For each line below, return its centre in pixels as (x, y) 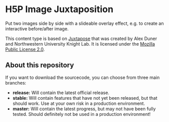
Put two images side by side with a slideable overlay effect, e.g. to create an (85, 23)
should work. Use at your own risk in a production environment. (79, 103)
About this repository (40, 65)
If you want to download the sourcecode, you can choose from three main (82, 77)
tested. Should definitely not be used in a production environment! (81, 114)
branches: (16, 83)
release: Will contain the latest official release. (61, 93)
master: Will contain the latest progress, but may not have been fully (84, 109)
